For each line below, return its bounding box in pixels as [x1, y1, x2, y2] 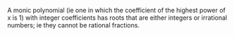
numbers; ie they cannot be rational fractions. [7, 21, 140, 29]
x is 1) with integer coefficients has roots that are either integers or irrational [7, 13, 228, 22]
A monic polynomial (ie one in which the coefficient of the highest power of [7, 6, 226, 14]
